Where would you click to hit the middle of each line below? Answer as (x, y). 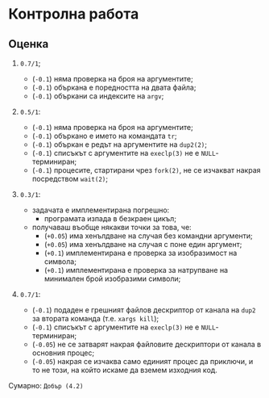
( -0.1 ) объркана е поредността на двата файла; (114, 87)
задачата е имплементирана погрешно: (101, 210)
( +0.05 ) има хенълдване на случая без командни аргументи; (149, 236)
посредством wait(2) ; (70, 179)
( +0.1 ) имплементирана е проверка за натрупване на (136, 270)
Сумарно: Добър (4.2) (46, 385)
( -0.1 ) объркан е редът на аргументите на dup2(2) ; (120, 145)
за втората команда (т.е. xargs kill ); (95, 318)
